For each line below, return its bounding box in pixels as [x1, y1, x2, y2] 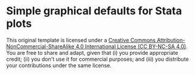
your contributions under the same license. [6, 61, 112, 69]
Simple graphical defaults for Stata [6, 4, 182, 18]
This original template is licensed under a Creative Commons [6, 36, 156, 43]
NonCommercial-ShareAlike [6, 43, 75, 50]
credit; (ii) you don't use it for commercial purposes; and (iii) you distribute [6, 55, 189, 62]
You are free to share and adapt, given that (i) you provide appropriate [6, 49, 178, 56]
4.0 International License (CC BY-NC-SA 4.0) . [75, 43, 188, 50]
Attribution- [157, 36, 185, 43]
